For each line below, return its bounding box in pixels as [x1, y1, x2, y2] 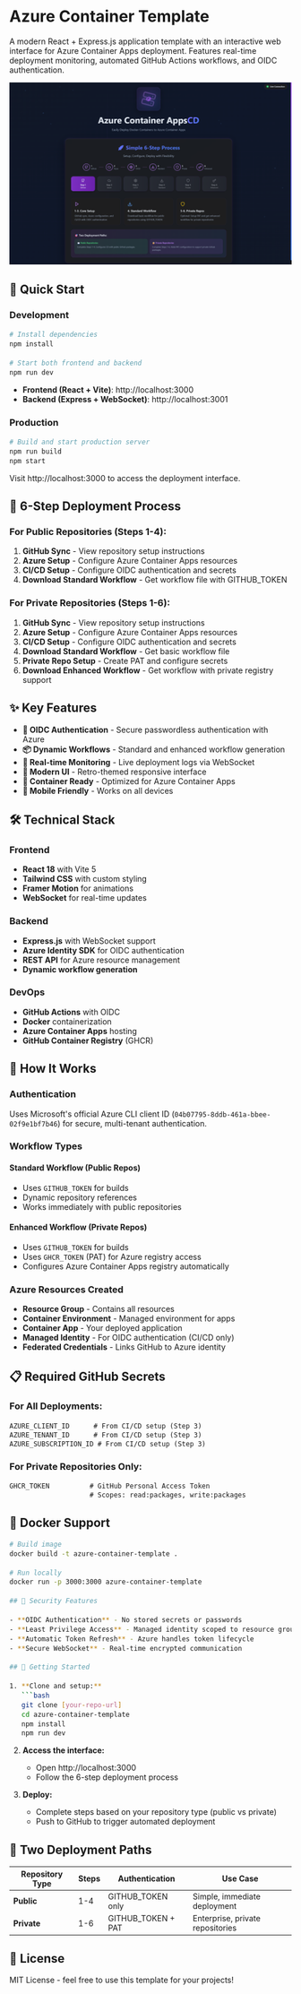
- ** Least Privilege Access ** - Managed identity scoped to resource [9, 1625, 275, 1634]
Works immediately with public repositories [21, 1201, 182, 1212]
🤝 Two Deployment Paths [9, 1842, 152, 1857]
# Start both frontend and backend [9, 358, 142, 368]
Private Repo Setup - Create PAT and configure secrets [21, 655, 228, 666]
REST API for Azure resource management [21, 954, 181, 965]
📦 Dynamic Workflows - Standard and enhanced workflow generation [21, 744, 286, 755]
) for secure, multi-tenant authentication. [56, 1118, 208, 1128]
